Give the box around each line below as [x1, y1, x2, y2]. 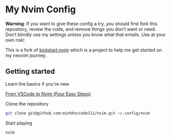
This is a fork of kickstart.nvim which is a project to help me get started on [5, 47, 162, 53]
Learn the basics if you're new [5, 81, 70, 87]
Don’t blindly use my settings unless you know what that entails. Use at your [5, 31, 166, 37]
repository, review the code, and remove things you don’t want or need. [5, 26, 156, 32]
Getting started [5, 67, 55, 76]
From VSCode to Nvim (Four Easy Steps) [5, 91, 91, 97]
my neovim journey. [5, 52, 47, 58]
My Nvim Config [5, 4, 76, 15]
